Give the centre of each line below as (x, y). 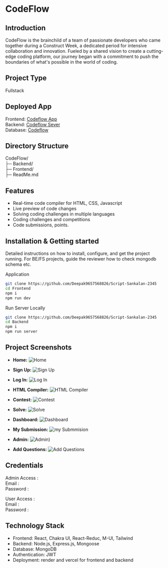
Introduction (26, 28)
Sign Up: (22, 369)
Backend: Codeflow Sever (33, 124)
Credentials (24, 466)
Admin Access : (22, 478)
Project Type (26, 78)
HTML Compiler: (30, 389)
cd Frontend (18, 288)
